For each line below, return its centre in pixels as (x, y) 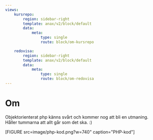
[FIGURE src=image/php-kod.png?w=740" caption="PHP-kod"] (70, 132)
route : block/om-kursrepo (67, 42)
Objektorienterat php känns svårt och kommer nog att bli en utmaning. (77, 117)
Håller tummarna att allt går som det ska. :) (49, 122)
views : (12, 10)
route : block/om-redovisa (67, 79)
